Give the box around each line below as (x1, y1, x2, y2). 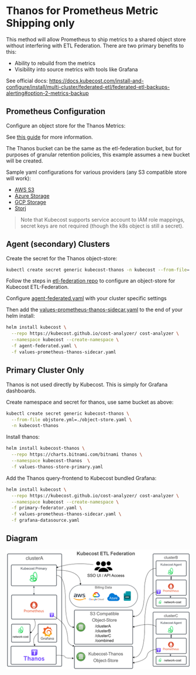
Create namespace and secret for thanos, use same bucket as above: (6, 398, 174, 405)
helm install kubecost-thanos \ (6, 446, 85, 452)
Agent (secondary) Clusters (6, 239, 110, 249)
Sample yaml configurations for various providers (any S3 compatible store (6, 168, 187, 175)
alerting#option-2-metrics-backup (6, 89, 89, 97)
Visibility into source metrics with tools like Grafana (14, 66, 139, 73)
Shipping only (6, 16, 75, 30)
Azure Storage (14, 192, 50, 199)
